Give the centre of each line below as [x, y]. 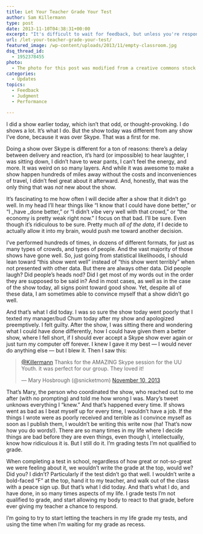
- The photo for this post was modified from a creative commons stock [104, 68]
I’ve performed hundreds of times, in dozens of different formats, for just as [100, 243]
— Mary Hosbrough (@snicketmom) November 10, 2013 [91, 380]
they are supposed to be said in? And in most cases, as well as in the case [99, 281]
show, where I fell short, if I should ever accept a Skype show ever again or [100, 337]
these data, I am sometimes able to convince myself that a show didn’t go [98, 294]
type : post [20, 23]
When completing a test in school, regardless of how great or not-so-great [99, 461]
